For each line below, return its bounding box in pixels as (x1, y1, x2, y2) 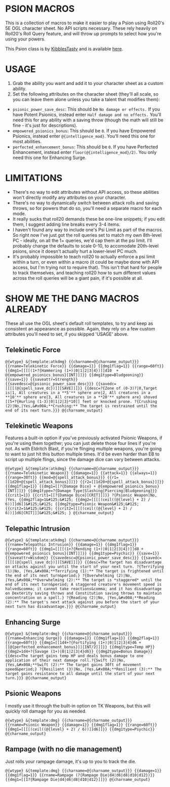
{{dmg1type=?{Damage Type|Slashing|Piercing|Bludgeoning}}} (27, 488, 157, 493)
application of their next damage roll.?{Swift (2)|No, (5, 658, 125, 663)
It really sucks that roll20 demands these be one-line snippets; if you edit (12, 216, 165, 222)
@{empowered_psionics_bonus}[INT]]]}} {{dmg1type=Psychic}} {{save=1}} (5, 551, 159, 556)
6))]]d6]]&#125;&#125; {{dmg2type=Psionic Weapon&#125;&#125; (5, 502, 139, 507)
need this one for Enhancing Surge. (12, 154, 87, 160)
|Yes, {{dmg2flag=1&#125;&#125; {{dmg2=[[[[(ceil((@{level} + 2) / (5, 497, 151, 503)
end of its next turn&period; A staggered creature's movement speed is (5, 582, 162, 587)
